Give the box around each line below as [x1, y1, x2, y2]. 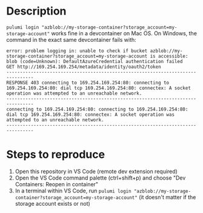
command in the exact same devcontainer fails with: [6, 36, 136, 43]
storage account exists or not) [15, 200, 91, 207]
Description [6, 4, 67, 18]
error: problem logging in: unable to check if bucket [6, 47, 148, 54]
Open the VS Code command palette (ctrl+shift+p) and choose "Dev [15, 174, 186, 181]
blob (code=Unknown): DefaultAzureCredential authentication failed [6, 58, 183, 64]
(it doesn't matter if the [138, 193, 196, 201]
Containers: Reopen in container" [15, 180, 99, 188]
